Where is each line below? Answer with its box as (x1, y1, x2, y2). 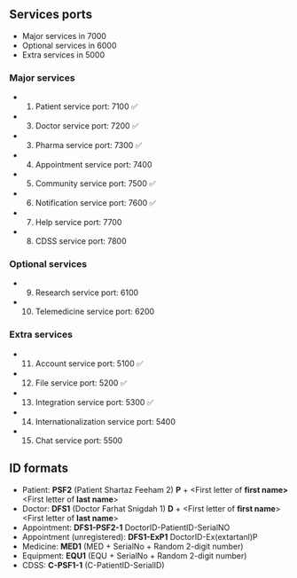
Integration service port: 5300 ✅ (35, 396, 154, 407)
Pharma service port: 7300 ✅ (35, 140, 143, 151)
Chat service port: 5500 (35, 434, 123, 446)
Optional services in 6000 (21, 40, 117, 51)
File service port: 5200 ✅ (35, 377, 128, 388)
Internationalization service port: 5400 (35, 416, 176, 426)
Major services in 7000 (21, 30, 106, 41)
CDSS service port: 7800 (35, 236, 127, 246)
